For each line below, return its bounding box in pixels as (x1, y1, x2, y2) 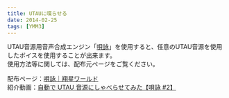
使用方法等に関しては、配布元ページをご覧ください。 (7, 60, 160, 68)
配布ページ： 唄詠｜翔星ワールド (7, 75, 99, 83)
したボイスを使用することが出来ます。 (7, 51, 117, 59)
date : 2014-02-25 (7, 17, 58, 23)
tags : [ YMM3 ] (7, 23, 45, 30)
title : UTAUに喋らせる (7, 10, 67, 17)
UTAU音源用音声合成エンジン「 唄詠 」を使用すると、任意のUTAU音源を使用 (7, 43, 223, 51)
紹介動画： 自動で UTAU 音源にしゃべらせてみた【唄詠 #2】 (7, 84, 177, 92)
